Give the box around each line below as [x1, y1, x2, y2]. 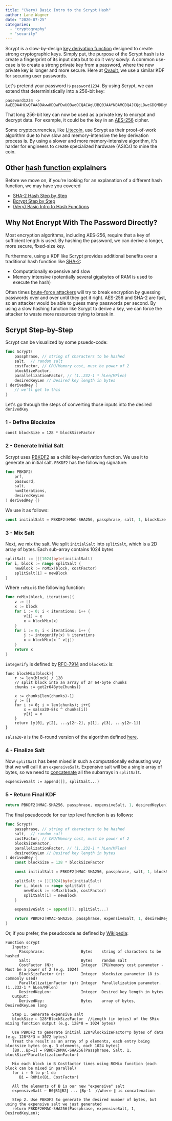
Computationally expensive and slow [12, 268, 91, 274]
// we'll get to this [14, 387, 60, 392]
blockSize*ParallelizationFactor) [5, 1052, 79, 1057]
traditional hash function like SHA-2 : [5, 258, 81, 264]
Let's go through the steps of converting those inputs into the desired [5, 401, 152, 408]
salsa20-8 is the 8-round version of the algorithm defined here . [5, 734, 138, 740]
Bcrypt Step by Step [12, 198, 55, 204]
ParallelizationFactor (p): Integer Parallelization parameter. [18, 980, 161, 986]
